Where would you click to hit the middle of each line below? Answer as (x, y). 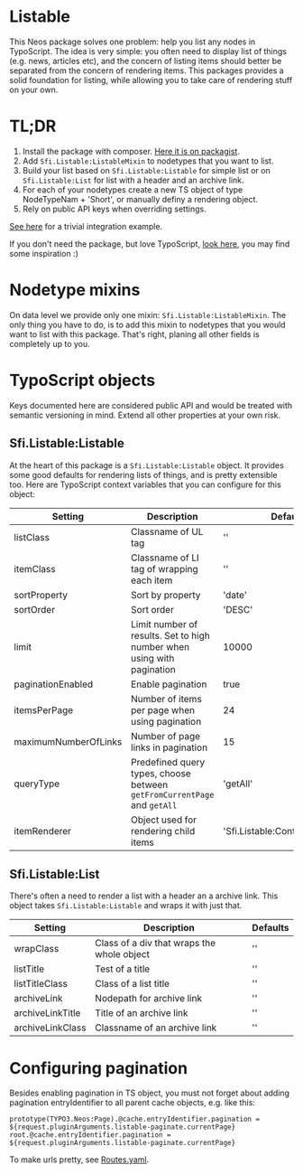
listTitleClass (41, 984)
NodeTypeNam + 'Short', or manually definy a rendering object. (140, 199)
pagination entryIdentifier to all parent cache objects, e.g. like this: (132, 1103)
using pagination (166, 721)
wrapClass (37, 949)
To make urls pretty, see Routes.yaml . (79, 1160)
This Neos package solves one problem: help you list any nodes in (133, 42)
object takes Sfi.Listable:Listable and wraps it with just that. (126, 906)
